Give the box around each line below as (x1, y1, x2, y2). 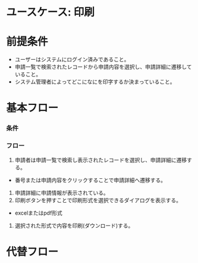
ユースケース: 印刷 (6, 5, 95, 19)
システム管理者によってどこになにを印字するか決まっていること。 (14, 78, 175, 85)
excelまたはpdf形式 (14, 209, 62, 216)
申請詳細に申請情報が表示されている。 (14, 189, 109, 196)
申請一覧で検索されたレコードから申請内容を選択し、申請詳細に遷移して (14, 63, 192, 70)
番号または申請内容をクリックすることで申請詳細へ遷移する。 (14, 177, 166, 184)
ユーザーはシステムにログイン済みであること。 (14, 56, 130, 63)
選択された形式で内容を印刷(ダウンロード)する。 (14, 222, 134, 229)
